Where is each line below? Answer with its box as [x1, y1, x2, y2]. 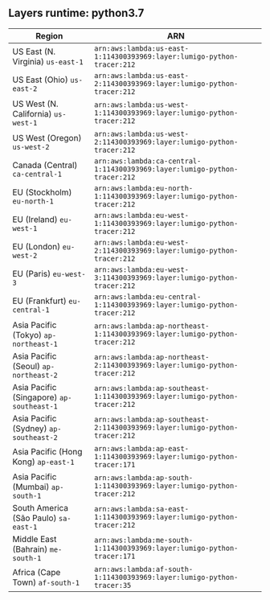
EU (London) [12, 240, 61, 252]
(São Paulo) [12, 512, 57, 524]
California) [12, 108, 52, 119]
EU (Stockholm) [12, 187, 72, 198]
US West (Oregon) [12, 132, 82, 143]
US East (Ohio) [12, 74, 68, 85]
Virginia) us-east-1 [12, 55, 84, 67]
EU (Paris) [12, 268, 51, 279]
